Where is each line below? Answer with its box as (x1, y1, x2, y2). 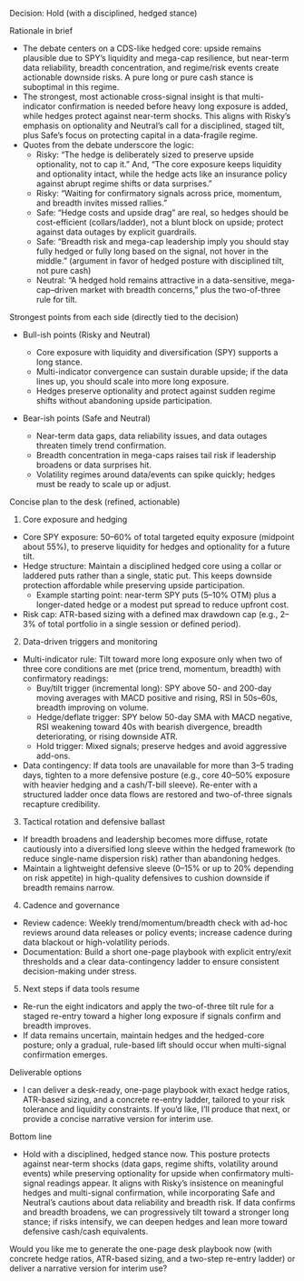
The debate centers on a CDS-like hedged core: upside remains (22, 43, 261, 54)
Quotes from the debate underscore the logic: (22, 140, 194, 150)
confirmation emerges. (22, 1049, 109, 1060)
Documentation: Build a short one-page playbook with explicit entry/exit (22, 946, 292, 957)
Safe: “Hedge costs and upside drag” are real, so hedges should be (35, 207, 289, 217)
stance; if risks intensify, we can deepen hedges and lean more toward (22, 1216, 288, 1226)
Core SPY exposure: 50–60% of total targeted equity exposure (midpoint (22, 532, 295, 542)
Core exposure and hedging (22, 514, 128, 525)
